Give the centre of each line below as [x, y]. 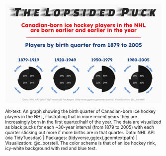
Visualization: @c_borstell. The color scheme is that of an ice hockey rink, [81, 143]
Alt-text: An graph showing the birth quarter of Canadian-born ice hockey [81, 111]
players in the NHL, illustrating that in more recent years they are [71, 117]
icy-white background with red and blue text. [51, 149]
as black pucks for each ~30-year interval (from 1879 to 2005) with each [80, 127]
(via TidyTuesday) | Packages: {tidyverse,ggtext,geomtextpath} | [71, 138]
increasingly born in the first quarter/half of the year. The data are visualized [83, 122]
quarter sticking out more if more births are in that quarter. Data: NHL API [80, 133]
